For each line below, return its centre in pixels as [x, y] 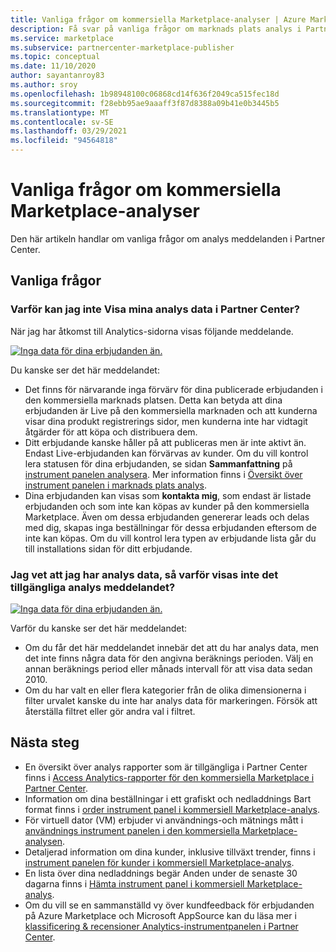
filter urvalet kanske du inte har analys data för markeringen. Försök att [171, 700]
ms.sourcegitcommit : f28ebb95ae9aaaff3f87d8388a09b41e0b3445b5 [145, 103]
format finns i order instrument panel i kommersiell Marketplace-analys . [172, 809]
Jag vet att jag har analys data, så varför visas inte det [144, 574]
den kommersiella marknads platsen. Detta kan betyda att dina [153, 400]
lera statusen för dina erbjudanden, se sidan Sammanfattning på [158, 463]
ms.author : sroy [44, 85]
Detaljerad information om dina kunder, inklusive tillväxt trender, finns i [170, 852]
